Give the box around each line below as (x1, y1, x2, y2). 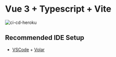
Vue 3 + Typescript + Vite (5, 3, 112, 15)
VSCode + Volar (12, 46, 45, 52)
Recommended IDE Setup (5, 34, 85, 42)
